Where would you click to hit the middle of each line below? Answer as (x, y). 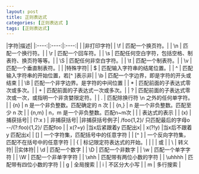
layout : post (22, 12)
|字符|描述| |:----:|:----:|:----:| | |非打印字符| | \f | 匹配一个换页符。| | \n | (94, 46)
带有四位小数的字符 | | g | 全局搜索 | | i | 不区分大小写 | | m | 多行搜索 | (96, 164)
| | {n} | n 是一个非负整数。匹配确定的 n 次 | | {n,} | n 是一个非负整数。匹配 (96, 105)
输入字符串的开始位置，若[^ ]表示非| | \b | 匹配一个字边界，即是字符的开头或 (99, 75)
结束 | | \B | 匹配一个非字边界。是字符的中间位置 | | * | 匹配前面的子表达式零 (99, 83)
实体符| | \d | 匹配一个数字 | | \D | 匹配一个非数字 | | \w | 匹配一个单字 (102, 150)
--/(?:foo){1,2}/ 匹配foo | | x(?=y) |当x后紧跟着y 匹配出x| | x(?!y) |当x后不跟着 (99, 128)
